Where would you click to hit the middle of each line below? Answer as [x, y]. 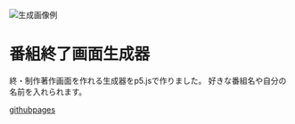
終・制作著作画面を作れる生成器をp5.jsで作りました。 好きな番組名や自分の [148, 80]
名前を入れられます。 [48, 91]
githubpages [33, 109]
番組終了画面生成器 [80, 54]
